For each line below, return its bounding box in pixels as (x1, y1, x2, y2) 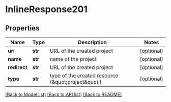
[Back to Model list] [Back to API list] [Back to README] (5, 91, 122, 97)
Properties (5, 24, 40, 32)
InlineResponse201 (5, 4, 88, 15)
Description (78, 39, 107, 46)
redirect (8, 64, 28, 71)
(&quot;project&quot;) (49, 79, 102, 85)
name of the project (49, 56, 97, 62)
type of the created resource (49, 72, 119, 79)
